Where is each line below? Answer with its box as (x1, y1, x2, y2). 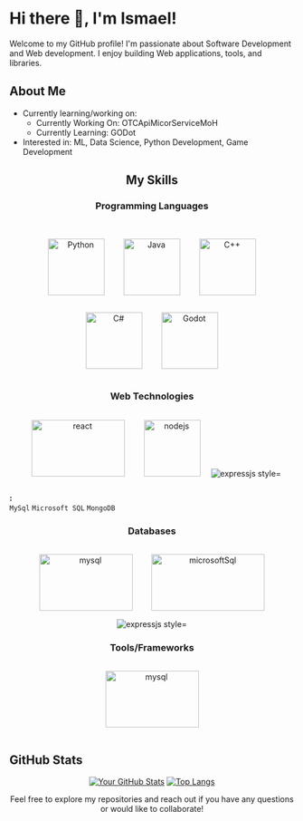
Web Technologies (109, 390, 194, 402)
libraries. (9, 57, 43, 68)
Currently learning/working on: (22, 108, 137, 119)
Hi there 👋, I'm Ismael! (9, 8, 177, 29)
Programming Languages (94, 199, 210, 212)
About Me (9, 83, 66, 99)
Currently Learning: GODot (35, 127, 137, 138)
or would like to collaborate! (99, 804, 204, 815)
